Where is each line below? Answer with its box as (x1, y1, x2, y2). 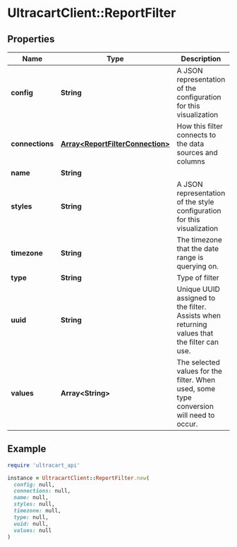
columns (176, 156, 206, 166)
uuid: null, (13, 520, 49, 527)
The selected (176, 357, 220, 367)
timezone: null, (13, 508, 61, 515)
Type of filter (176, 273, 220, 283)
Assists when (176, 311, 221, 320)
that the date (176, 244, 219, 253)
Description (181, 54, 221, 63)
